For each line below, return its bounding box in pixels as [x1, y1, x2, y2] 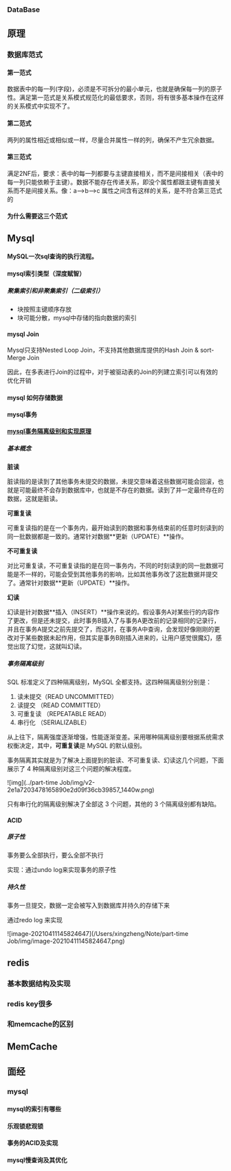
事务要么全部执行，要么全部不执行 [7, 851, 104, 860]
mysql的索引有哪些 [7, 1104, 62, 1113]
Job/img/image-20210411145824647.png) [7, 937, 125, 946]
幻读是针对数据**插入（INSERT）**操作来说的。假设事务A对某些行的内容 [7, 607, 214, 616]
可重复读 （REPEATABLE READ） [16, 709, 111, 717]
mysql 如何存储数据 [7, 393, 63, 401]
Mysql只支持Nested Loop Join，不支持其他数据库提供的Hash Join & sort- [7, 346, 214, 355]
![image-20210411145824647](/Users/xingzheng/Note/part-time [7, 930, 189, 938]
